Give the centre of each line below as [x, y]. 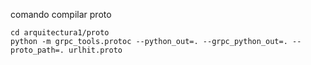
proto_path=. [37, 50]
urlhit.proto [95, 50]
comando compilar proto [61, 14]
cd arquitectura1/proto [60, 33]
